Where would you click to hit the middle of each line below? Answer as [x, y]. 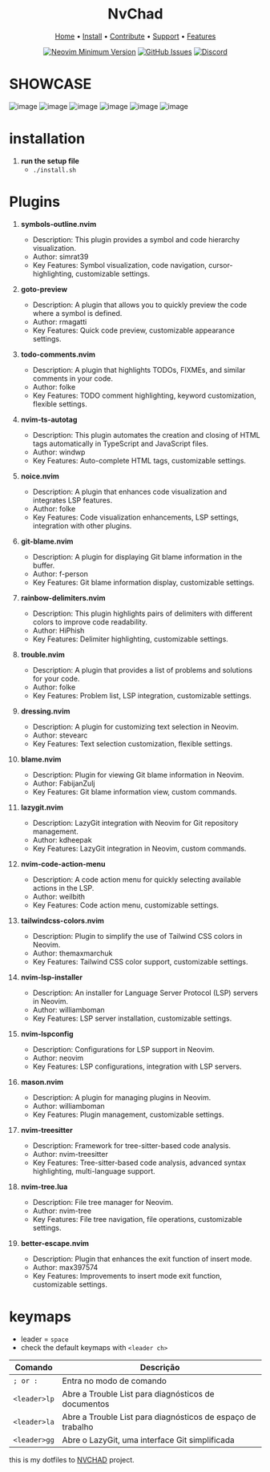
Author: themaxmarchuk [73, 953]
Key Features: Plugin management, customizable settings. [128, 1114]
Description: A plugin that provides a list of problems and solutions [143, 669]
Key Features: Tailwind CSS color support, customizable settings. [140, 961]
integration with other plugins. [82, 525]
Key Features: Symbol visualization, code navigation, [119, 265]
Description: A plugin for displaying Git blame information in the [137, 556]
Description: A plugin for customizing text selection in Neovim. [136, 726]
